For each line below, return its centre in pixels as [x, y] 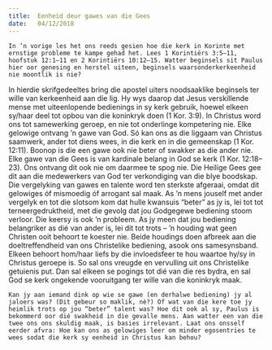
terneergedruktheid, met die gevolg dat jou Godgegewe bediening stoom [130, 210]
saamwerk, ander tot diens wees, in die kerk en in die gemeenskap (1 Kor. [131, 141]
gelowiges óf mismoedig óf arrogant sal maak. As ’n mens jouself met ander [136, 193]
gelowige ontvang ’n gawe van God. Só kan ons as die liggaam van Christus [135, 133]
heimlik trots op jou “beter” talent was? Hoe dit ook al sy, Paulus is [134, 309]
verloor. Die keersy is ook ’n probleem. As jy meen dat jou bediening [123, 219]
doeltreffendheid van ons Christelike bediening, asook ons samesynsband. [133, 245]
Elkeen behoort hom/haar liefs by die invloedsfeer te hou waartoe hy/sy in [132, 254]
